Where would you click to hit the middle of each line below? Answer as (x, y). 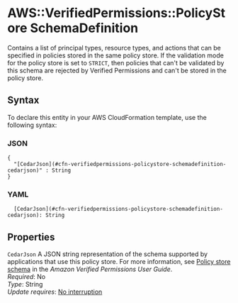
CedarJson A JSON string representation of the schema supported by (107, 254)
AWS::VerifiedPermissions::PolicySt (117, 13)
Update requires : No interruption (55, 292)
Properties (31, 237)
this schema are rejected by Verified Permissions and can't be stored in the (117, 70)
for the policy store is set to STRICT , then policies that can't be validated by (116, 62)
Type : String (25, 285)
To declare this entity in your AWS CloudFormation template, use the (107, 117)
